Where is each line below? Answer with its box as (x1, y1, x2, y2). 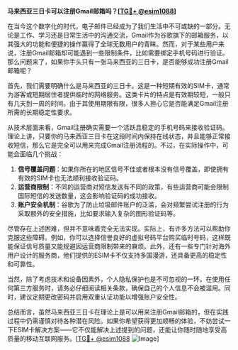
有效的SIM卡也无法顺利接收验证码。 (17, 174, 123, 182)
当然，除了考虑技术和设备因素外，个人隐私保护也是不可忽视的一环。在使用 (7, 275, 225, 283)
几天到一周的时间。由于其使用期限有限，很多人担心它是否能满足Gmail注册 (13, 99, 229, 107)
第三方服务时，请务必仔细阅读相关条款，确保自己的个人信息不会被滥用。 (13, 284, 225, 292)
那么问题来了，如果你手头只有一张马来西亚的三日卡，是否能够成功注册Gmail (7, 58, 229, 66)
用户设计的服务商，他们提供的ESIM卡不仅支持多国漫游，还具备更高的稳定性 (7, 251, 227, 259)
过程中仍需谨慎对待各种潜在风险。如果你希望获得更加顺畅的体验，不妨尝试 (7, 317, 225, 325)
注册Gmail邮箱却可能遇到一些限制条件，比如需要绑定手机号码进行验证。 (19, 49, 229, 57)
